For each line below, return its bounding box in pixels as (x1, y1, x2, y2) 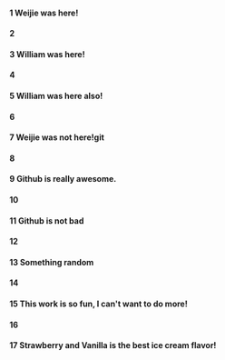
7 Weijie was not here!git (9, 132, 104, 143)
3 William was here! (9, 48, 85, 59)
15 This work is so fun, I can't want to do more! (9, 298, 188, 309)
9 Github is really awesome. (9, 174, 117, 185)
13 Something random (9, 256, 94, 267)
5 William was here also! (9, 90, 103, 101)
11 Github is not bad (9, 215, 84, 226)
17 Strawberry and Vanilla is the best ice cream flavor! (9, 340, 217, 351)
